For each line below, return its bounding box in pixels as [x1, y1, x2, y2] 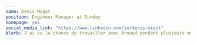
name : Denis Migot [5, 8, 51, 15]
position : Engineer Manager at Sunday [5, 14, 101, 20]
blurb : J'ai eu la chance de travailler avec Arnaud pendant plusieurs [5, 30, 185, 36]
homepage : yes [5, 19, 41, 25]
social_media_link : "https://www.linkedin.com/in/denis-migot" [5, 25, 164, 31]
